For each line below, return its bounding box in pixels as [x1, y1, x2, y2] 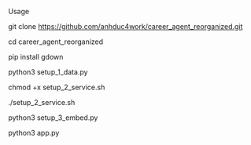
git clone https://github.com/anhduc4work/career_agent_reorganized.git [8, 22, 243, 31]
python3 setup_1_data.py [8, 67, 88, 77]
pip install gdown [8, 53, 64, 61]
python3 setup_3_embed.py [8, 113, 98, 122]
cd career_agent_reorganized [8, 37, 104, 46]
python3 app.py [8, 129, 60, 137]
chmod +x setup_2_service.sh [8, 82, 105, 92]
